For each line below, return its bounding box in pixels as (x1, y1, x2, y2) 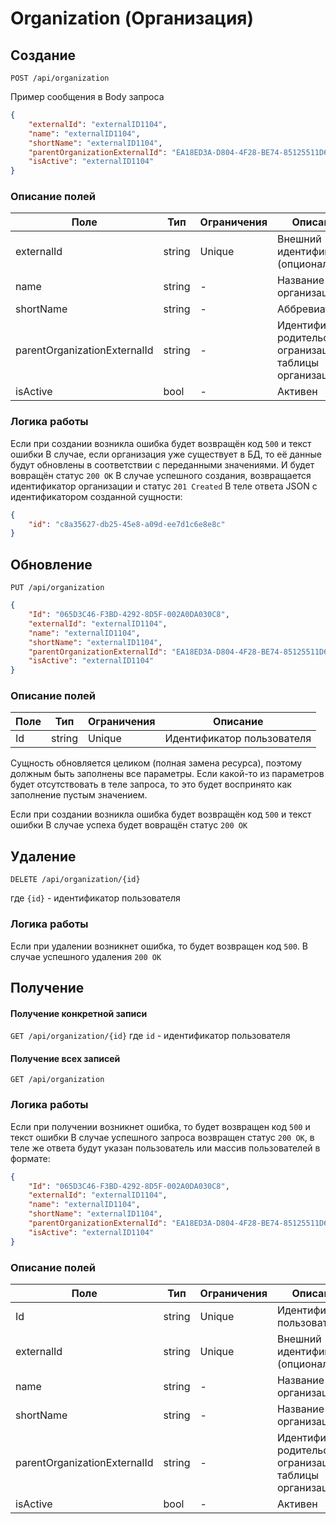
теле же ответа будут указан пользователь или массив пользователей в (10, 1142, 321, 1154)
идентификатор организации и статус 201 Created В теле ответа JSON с (10, 480, 318, 492)
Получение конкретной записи (10, 1007, 148, 1019)
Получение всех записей (10, 1052, 121, 1064)
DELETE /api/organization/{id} (10, 875, 141, 885)
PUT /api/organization (10, 583, 105, 593)
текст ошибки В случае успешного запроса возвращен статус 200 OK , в (10, 1131, 315, 1143)
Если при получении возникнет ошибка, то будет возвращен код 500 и (10, 1120, 311, 1132)
